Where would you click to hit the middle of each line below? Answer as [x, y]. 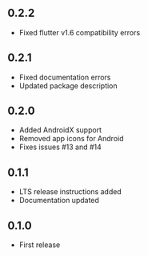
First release [40, 245]
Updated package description [68, 85]
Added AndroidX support [60, 130]
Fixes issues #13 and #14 [60, 147]
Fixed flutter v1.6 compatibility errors [80, 32]
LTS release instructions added [70, 192]
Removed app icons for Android [72, 139]
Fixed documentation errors [65, 77]
